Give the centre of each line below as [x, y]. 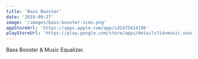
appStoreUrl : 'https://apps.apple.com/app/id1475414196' [77, 28]
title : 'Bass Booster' [34, 11]
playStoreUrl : [24, 33]
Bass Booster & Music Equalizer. [45, 50]
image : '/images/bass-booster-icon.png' [57, 22]
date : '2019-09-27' [30, 17]
